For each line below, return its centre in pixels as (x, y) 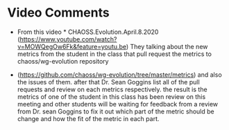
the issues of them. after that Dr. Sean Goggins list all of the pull (108, 82)
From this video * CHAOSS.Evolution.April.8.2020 (88, 32)
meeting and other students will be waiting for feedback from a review (118, 104)
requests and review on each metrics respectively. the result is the (112, 89)
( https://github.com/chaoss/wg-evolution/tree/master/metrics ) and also (119, 75)
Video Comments (58, 13)
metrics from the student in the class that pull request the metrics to (114, 54)
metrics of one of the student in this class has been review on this (111, 96)
